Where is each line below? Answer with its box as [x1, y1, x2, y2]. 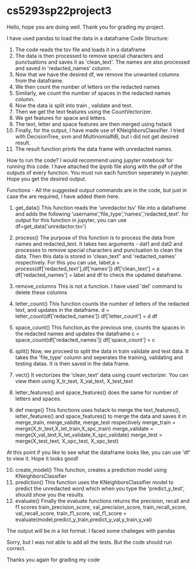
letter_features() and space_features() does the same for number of [15, 388, 178, 395]
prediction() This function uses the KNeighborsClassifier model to [15, 478, 174, 485]
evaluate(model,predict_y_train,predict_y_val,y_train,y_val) [15, 516, 153, 523]
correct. [6, 544, 26, 551]
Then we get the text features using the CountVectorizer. [15, 108, 153, 115]
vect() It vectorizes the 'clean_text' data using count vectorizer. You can [15, 371, 189, 378]
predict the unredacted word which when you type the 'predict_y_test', [15, 485, 185, 492]
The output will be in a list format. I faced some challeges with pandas [6, 527, 176, 534]
